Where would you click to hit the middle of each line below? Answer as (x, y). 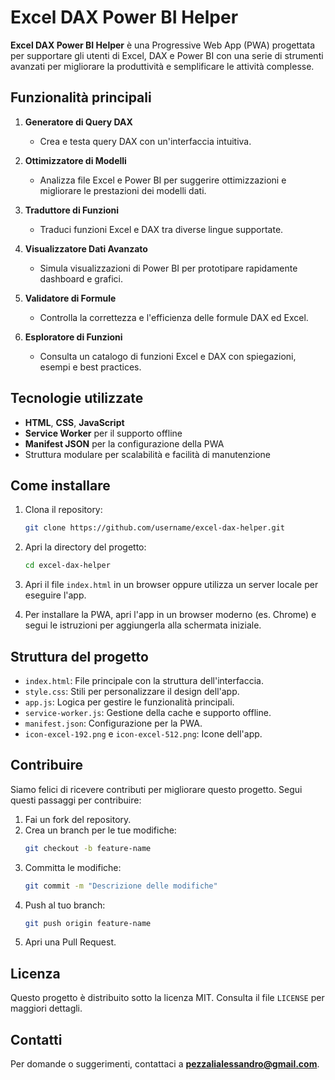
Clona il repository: (63, 510)
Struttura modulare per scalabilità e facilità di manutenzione (148, 454)
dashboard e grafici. (81, 278)
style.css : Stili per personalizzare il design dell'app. (132, 691)
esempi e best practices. (90, 367)
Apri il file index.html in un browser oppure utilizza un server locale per (171, 585)
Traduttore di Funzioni (72, 210)
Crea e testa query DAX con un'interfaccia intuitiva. (145, 141)
